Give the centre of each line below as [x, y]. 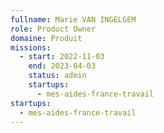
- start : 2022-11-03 [62, 57]
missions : [31, 47]
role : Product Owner [53, 29]
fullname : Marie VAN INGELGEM [73, 19]
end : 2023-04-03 [62, 66]
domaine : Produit [46, 38]
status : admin [57, 76]
